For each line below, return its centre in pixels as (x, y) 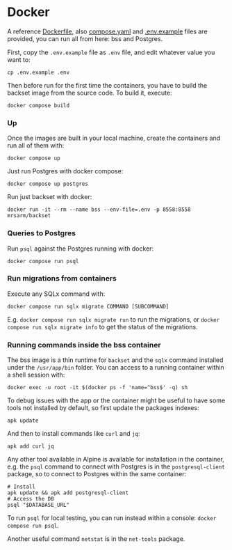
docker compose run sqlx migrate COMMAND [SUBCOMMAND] (88, 306)
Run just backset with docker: (50, 197)
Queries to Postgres (42, 233)
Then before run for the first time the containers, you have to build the (107, 85)
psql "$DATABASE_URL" (39, 505)
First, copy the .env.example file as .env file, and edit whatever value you (111, 52)
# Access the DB (31, 499)
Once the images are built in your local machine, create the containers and (114, 138)
